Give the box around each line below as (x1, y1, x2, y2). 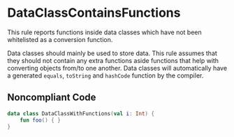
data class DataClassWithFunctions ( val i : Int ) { (7, 110, 155, 117)
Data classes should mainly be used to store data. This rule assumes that (7, 49, 218, 57)
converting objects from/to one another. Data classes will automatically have (7, 64, 228, 72)
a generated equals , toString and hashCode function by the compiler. (7, 71, 204, 80)
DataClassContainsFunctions (7, 5, 181, 21)
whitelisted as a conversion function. (7, 35, 113, 43)
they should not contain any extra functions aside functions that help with (7, 56, 219, 64)
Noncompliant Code (7, 92, 96, 103)
